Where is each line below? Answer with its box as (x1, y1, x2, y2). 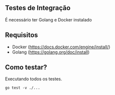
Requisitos (5, 31, 38, 39)
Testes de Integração (5, 4, 71, 12)
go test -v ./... (5, 85, 40, 91)
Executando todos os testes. (5, 76, 62, 82)
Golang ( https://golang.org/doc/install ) (12, 49, 90, 55)
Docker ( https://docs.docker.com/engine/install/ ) (12, 44, 111, 50)
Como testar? (5, 63, 47, 72)
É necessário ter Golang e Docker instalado (5, 17, 92, 22)
